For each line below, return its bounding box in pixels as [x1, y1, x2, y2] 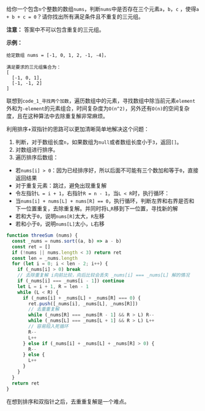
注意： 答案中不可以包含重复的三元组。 [6, 26, 105, 33]
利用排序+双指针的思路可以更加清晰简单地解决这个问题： [6, 125, 150, 133]
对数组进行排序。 [15, 146, 59, 153]
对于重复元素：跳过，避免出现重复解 [15, 182, 107, 189]
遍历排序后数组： [15, 154, 59, 161]
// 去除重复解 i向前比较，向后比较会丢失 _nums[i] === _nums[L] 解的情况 [17, 272, 190, 278]
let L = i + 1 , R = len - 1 [17, 283, 89, 289]
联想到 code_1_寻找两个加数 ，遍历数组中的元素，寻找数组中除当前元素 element [6, 97, 196, 104]
